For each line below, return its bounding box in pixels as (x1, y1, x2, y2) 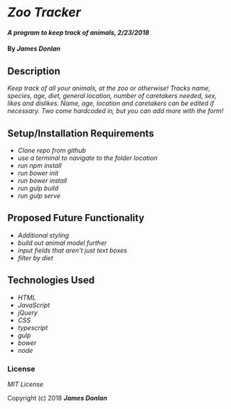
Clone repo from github (17, 147, 87, 154)
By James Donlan (7, 44, 60, 53)
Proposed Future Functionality (7, 212, 144, 224)
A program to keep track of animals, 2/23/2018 (7, 28, 149, 36)
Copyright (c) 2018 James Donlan (7, 393, 108, 402)
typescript (17, 323, 48, 331)
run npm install (17, 161, 62, 169)
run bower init (17, 169, 59, 177)
